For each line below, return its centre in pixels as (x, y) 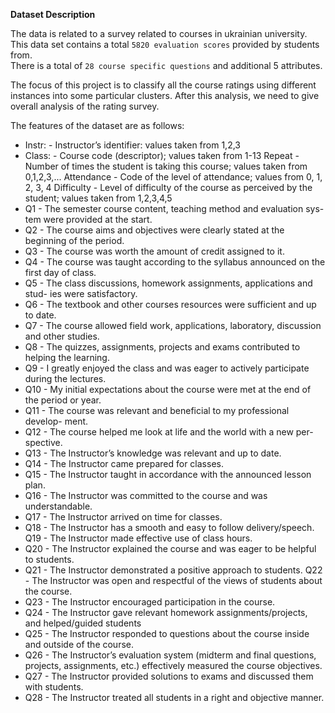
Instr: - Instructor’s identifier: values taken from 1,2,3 (132, 145)
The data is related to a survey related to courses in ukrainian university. (159, 33)
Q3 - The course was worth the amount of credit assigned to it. (154, 251)
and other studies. (62, 336)
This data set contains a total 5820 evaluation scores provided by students (165, 44)
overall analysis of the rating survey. (85, 106)
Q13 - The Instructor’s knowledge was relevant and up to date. (153, 453)
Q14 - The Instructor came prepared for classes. (124, 463)
